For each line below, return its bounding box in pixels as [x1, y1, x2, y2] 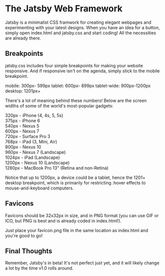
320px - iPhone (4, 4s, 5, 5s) [5, 112, 64, 118]
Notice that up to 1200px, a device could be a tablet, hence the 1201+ [5, 174, 146, 181]
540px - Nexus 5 [5, 123, 39, 129]
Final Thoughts [5, 247, 53, 255]
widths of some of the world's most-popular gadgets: [5, 102, 114, 109]
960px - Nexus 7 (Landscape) [5, 149, 66, 155]
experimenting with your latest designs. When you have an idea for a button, [5, 24, 160, 30]
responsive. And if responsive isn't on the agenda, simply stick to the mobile [5, 68, 160, 74]
